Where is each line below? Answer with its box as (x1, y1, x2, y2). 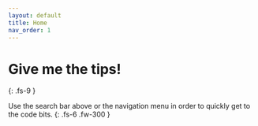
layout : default (8, 11, 62, 20)
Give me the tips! (8, 60, 122, 78)
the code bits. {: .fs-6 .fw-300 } (8, 109, 110, 119)
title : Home (8, 19, 47, 27)
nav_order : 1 (8, 26, 51, 34)
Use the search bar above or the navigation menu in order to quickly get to (8, 102, 251, 111)
